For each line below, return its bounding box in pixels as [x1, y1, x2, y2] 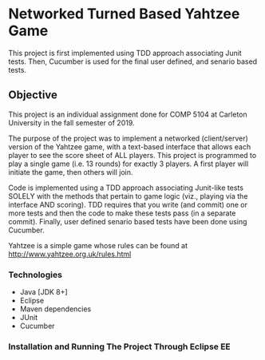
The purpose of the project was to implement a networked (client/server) [8, 133, 249, 143]
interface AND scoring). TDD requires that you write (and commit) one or [8, 200, 247, 209]
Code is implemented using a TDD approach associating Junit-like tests [8, 183, 243, 192]
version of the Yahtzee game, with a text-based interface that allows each [8, 141, 251, 152]
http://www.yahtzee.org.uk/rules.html [8, 249, 132, 259]
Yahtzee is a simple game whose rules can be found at [8, 240, 188, 250]
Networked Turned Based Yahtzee [8, 5, 240, 23]
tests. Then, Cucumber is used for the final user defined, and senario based [8, 57, 258, 66]
